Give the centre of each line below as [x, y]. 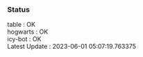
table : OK [22, 25]
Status [18, 10]
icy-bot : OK [24, 39]
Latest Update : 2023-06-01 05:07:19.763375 [72, 47]
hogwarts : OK [28, 32]
